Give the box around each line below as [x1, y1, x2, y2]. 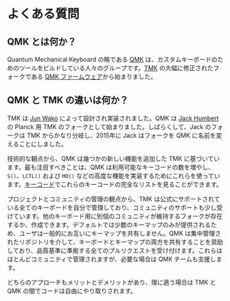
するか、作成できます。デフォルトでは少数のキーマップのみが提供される [7, 221, 211, 229]
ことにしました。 [19, 140, 67, 148]
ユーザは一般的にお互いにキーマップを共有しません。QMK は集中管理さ [19, 229, 221, 237]
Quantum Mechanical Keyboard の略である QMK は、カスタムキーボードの [7, 56, 218, 63]
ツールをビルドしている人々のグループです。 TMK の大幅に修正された [19, 64, 214, 72]
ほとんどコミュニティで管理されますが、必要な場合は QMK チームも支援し [7, 255, 216, 263]
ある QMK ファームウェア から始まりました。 [30, 73, 157, 80]
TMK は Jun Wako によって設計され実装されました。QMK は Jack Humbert [7, 114, 219, 122]
